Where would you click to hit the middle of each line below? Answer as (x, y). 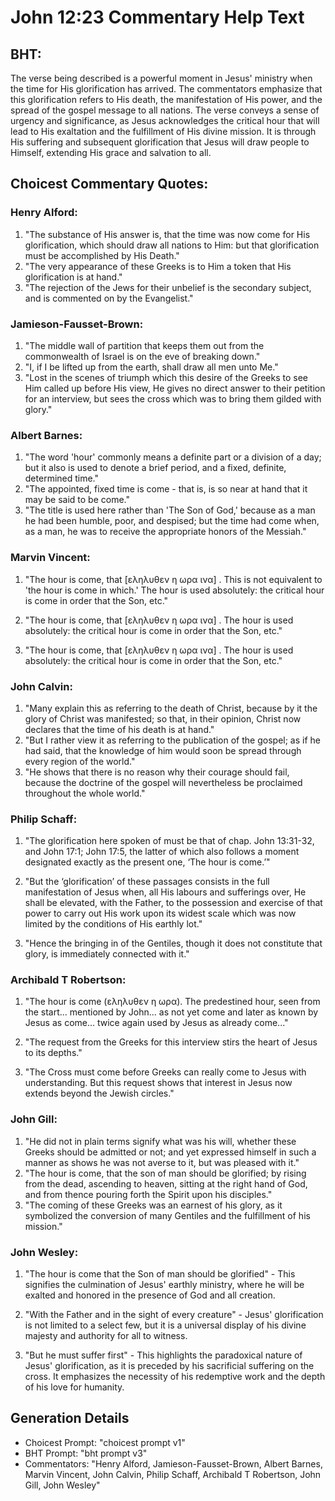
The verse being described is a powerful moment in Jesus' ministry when (161, 78)
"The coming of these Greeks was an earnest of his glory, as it (153, 1205)
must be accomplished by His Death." (102, 255)
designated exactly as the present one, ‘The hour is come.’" (147, 862)
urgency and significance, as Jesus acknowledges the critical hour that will (165, 120)
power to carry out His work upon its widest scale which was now (160, 913)
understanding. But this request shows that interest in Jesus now (158, 1083)
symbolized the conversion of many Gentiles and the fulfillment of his (167, 1215)
